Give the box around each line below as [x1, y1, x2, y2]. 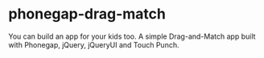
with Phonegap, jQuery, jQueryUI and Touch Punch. [8, 39, 179, 49]
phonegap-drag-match [8, 5, 167, 23]
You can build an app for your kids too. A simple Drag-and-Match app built [8, 31, 256, 41]
